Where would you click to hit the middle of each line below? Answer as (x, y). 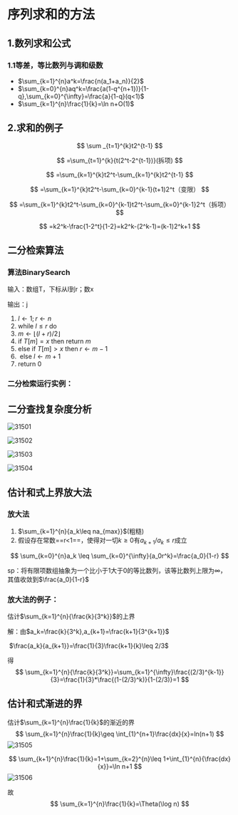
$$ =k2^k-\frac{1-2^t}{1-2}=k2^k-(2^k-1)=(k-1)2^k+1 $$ (120, 226)
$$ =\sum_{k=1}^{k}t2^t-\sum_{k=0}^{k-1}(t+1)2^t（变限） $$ (119, 189)
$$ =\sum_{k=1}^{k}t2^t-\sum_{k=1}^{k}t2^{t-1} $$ (120, 175)
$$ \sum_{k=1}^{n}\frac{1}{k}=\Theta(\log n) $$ (120, 804)
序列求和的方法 (51, 15)
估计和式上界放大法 (50, 492)
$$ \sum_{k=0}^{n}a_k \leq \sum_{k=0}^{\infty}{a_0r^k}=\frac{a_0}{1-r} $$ (120, 556)
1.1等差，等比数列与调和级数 (55, 65)
